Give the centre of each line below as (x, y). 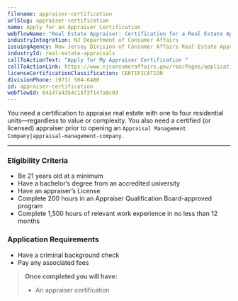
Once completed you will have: (71, 276)
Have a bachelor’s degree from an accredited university (99, 183)
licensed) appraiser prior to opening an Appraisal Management (97, 128)
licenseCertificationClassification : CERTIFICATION (85, 73)
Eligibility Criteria (38, 161)
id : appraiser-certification (50, 86)
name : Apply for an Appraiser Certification (74, 27)
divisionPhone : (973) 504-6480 (53, 80)
